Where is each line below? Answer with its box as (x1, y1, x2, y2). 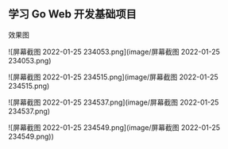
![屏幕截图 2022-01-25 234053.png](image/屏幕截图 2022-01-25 (8, 47, 221, 56)
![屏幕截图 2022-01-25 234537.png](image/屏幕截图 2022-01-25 (8, 97, 219, 107)
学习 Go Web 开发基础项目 (8, 7, 137, 21)
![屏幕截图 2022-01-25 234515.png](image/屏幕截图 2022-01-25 (8, 72, 218, 82)
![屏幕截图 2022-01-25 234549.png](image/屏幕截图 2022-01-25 (8, 122, 221, 132)
